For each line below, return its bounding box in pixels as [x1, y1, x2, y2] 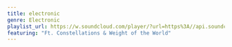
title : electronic [7, 10, 60, 17]
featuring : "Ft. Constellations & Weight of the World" [7, 29, 171, 37]
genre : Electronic [7, 17, 60, 23]
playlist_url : [7, 23, 48, 30]
